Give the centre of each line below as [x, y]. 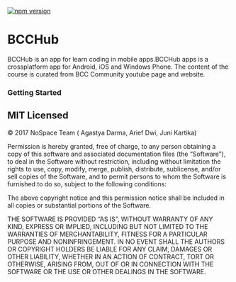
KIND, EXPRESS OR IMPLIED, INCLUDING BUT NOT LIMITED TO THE [108, 226]
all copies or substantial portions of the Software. [79, 205]
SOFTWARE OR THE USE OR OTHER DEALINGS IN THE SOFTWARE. [107, 271]
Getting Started [34, 92]
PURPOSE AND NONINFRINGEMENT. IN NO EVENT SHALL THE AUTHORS [116, 242]
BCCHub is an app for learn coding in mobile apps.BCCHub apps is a [108, 59]
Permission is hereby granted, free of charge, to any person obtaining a [112, 146]
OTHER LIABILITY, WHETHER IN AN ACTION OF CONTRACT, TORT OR [111, 256]
